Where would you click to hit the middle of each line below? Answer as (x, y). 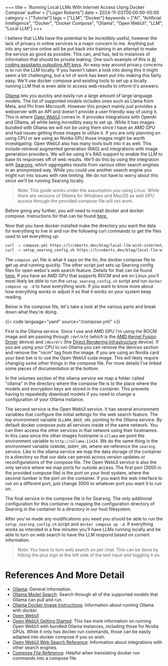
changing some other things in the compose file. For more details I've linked (83, 363)
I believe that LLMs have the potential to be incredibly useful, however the (81, 38)
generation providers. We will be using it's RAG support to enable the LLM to (84, 154)
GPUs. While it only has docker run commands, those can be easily (81, 631)
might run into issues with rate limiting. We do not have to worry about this (82, 175)
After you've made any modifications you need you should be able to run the (84, 518)
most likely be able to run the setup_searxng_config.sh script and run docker (84, 281)
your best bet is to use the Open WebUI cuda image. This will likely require (82, 357)
